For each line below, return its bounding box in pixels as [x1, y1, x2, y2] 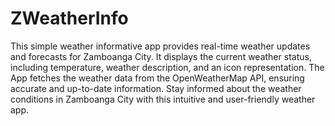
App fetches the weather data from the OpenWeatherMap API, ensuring [10, 72, 305, 84]
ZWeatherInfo [10, 7, 129, 30]
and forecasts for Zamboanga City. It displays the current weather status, [10, 50, 312, 62]
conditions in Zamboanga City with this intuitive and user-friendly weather [10, 93, 316, 105]
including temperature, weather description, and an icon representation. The [10, 61, 325, 73]
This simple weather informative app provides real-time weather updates [10, 40, 311, 52]
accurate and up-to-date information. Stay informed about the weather [10, 82, 302, 94]
